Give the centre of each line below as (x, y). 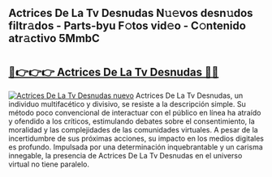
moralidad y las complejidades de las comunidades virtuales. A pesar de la (133, 130)
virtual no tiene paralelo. (49, 164)
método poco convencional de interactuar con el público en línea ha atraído (135, 113)
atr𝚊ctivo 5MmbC (54, 38)
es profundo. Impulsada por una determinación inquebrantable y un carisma (136, 147)
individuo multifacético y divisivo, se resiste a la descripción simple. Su (127, 104)
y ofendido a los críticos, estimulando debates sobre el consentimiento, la (132, 121)
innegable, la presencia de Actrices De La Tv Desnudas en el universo (125, 156)
